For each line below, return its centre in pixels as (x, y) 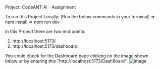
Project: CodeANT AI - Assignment (41, 7)
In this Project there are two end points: (45, 31)
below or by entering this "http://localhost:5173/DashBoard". (66, 61)
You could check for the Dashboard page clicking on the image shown (77, 56)
